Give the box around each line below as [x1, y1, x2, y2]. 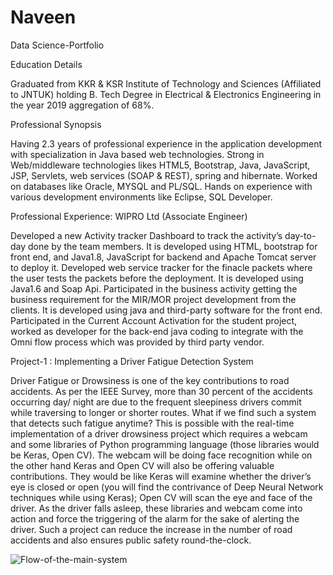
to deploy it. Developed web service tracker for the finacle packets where [10, 261, 313, 273]
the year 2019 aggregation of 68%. [10, 99, 155, 111]
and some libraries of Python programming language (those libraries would [10, 438, 320, 450]
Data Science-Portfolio [10, 39, 105, 51]
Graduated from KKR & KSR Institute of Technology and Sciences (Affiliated [10, 77, 322, 90]
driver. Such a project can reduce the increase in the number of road [10, 523, 293, 535]
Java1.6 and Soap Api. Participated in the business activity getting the [10, 282, 298, 295]
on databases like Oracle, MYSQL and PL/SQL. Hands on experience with [10, 180, 313, 192]
